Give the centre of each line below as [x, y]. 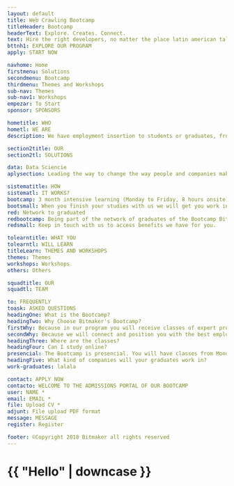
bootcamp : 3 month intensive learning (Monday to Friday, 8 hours [106, 199]
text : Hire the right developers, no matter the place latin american [112, 40]
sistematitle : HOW [34, 187]
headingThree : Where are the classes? [63, 341]
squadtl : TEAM [28, 290]
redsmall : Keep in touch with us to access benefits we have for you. [112, 226]
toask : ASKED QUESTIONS [42, 308]
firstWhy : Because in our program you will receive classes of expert [112, 328]
